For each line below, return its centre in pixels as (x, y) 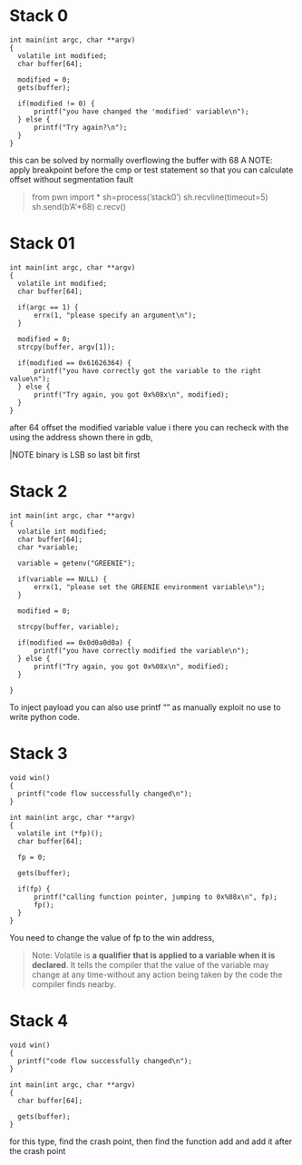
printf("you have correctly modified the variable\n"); (141, 650)
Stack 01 (42, 244)
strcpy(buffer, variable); (68, 627)
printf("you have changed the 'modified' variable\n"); (141, 111)
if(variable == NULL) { (62, 579)
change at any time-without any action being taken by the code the (157, 974)
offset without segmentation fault (72, 179)
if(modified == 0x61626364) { (74, 363)
